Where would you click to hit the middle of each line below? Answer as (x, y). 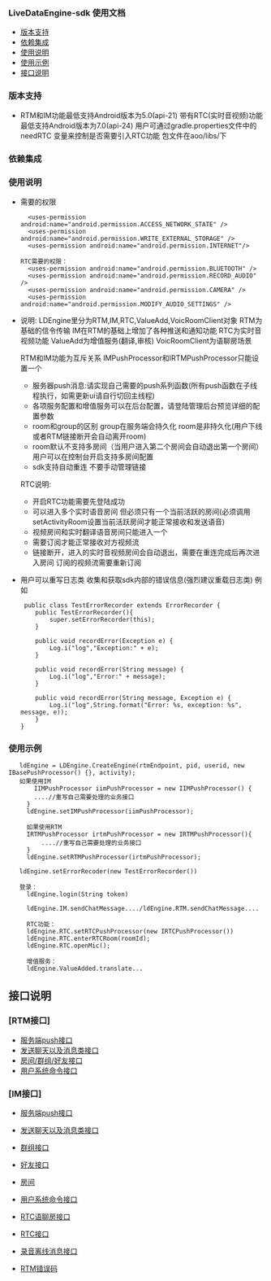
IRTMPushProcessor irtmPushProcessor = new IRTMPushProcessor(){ (139, 835)
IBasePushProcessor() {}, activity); (72, 773)
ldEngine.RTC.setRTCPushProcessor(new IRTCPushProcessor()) (130, 932)
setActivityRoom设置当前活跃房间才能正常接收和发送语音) (129, 522)
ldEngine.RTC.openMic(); (69, 946)
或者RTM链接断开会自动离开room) (89, 436)
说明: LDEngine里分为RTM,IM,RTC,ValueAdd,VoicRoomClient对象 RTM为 (141, 320)
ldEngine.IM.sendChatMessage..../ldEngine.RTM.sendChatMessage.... (143, 909)
